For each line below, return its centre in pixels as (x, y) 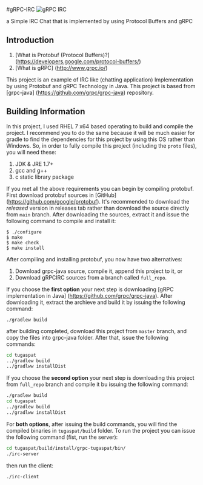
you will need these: (31, 152)
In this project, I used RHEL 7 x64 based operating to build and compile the (100, 126)
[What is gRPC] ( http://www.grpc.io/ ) (61, 67)
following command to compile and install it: (61, 221)
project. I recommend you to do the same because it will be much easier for (101, 132)
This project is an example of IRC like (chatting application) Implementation (100, 80)
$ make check (23, 243)
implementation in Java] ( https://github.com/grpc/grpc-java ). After (89, 295)
